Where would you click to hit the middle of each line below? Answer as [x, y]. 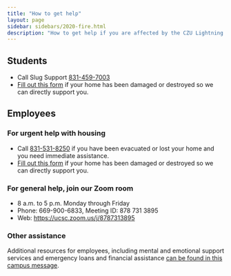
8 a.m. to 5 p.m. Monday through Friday [73, 204]
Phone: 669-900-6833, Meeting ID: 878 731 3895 [88, 210]
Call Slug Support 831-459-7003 [63, 77]
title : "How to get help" [44, 13]
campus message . [33, 266]
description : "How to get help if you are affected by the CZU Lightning [115, 33]
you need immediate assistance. [63, 155]
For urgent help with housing [56, 133]
